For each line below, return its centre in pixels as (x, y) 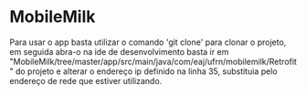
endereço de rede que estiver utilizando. (86, 80)
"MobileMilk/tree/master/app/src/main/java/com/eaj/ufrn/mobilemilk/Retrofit (153, 61)
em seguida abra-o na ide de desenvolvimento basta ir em (119, 51)
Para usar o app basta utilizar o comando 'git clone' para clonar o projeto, (148, 42)
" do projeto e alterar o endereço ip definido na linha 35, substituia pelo (143, 71)
